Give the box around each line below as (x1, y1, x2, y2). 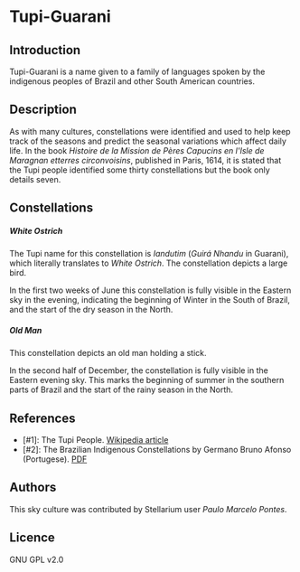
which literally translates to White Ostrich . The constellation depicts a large (9, 258, 288, 268)
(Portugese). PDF (22, 454, 88, 464)
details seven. (9, 173, 61, 184)
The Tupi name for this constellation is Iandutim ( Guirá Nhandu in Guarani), (9, 248, 289, 259)
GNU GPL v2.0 (9, 554, 64, 565)
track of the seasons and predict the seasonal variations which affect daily (9, 136, 287, 146)
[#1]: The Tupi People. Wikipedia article (22, 434, 169, 445)
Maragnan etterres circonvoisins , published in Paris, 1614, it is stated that (9, 155, 282, 165)
